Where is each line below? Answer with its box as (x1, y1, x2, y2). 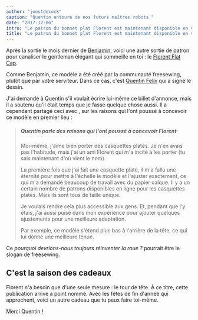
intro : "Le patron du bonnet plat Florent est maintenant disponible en (6, 25, 189, 31)
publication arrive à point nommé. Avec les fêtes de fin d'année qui (6, 290, 169, 297)
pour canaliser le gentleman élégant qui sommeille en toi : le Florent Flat (6, 53, 181, 60)
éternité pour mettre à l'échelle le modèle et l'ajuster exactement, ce (20, 173, 187, 180)
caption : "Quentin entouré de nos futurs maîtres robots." (6, 14, 154, 20)
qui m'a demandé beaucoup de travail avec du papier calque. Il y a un (20, 179, 190, 186)
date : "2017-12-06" (6, 20, 54, 25)
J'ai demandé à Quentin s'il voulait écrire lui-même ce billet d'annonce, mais (6, 95, 192, 102)
